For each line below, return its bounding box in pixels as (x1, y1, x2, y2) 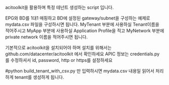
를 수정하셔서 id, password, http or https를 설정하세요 (5, 57, 112, 63)
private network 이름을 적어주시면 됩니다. (5, 34, 88, 40)
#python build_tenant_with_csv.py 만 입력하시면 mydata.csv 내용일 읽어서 (5, 68, 155, 74)
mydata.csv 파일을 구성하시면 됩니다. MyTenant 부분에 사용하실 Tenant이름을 (5, 22, 160, 27)
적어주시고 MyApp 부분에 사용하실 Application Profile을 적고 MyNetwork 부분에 (5, 28, 164, 34)
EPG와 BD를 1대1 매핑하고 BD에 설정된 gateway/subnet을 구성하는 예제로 (5, 15, 150, 21)
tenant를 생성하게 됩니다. (14, 74, 65, 80)
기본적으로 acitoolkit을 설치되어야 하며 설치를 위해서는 (5, 45, 112, 50)
